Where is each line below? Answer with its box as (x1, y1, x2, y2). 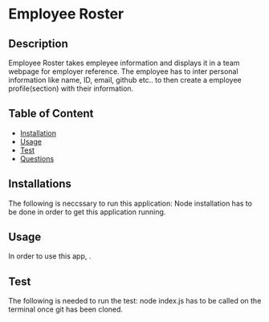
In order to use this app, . (8, 251, 92, 261)
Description (8, 37, 68, 51)
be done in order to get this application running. (8, 206, 166, 217)
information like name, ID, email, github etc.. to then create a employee (8, 75, 243, 84)
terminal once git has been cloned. (8, 304, 123, 314)
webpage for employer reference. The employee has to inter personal (8, 67, 238, 76)
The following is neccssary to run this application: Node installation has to (8, 198, 253, 208)
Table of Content (8, 107, 94, 120)
